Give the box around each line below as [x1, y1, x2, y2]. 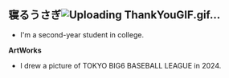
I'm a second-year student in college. [19, 29, 145, 39]
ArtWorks [8, 45, 42, 55]
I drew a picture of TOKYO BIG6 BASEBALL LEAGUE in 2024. [19, 60, 222, 70]
